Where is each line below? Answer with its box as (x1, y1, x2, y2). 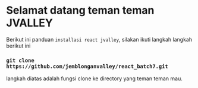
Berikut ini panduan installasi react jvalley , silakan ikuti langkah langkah (6, 36, 192, 43)
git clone (6, 57, 34, 64)
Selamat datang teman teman (6, 4, 155, 17)
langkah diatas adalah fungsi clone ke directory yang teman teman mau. (6, 75, 183, 82)
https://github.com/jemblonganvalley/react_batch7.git (6, 63, 168, 70)
